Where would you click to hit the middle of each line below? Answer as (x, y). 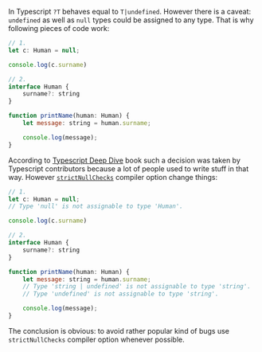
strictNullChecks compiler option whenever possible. (96, 339)
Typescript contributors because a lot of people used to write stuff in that (129, 168)
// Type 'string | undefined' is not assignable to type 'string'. (137, 287)
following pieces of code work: (59, 28)
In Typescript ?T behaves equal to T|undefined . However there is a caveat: (130, 12)
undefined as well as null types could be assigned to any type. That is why (131, 20)
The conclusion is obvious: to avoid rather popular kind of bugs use (119, 330)
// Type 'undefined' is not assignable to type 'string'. (121, 294)
